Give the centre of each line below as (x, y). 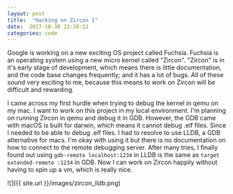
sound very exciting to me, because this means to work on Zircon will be (111, 82)
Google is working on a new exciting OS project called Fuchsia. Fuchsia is (113, 53)
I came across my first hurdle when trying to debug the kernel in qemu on (113, 103)
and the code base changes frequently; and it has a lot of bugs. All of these (115, 75)
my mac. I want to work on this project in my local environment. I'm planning (117, 111)
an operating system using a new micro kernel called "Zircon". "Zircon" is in (116, 60)
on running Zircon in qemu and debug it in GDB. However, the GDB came (112, 118)
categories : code (32, 33)
